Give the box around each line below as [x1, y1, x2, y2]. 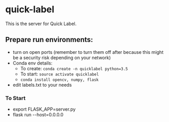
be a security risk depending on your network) [12, 54, 111, 60]
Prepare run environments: [5, 35, 93, 44]
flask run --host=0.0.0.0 [12, 112, 64, 118]
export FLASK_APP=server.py [12, 106, 76, 112]
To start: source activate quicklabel [20, 71, 99, 77]
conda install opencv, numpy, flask [20, 77, 99, 83]
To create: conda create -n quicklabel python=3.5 [20, 65, 128, 71]
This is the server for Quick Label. [5, 21, 77, 27]
